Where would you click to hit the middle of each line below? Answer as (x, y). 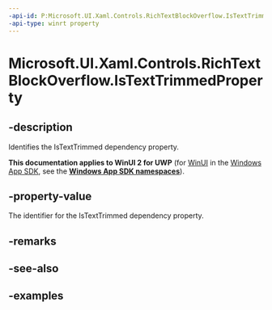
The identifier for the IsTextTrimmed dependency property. (106, 216)
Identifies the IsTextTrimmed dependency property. (94, 147)
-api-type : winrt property (54, 23)
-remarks (32, 241)
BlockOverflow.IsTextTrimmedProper (136, 80)
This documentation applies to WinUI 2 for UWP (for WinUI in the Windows (135, 162)
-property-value (50, 196)
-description (40, 127)
